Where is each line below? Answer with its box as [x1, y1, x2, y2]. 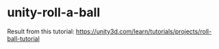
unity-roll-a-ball [7, 5, 101, 20]
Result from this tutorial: [7, 27, 75, 35]
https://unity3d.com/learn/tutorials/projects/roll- [75, 27, 212, 35]
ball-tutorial [7, 34, 40, 42]
